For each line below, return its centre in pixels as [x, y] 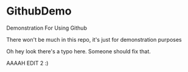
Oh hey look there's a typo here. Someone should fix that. [78, 51]
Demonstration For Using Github [47, 28]
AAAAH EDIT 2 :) [27, 63]
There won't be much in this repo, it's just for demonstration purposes [94, 39]
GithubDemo [39, 11]
